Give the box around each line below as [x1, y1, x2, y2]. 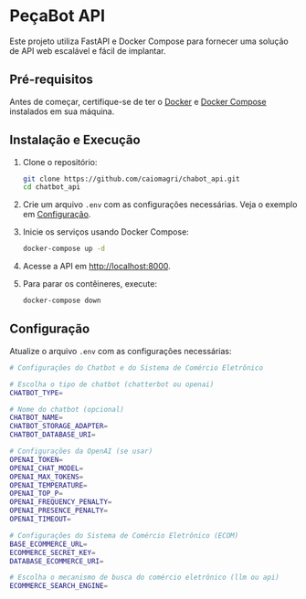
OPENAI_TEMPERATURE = [9, 480, 89, 489]
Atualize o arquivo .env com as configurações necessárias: [9, 345, 232, 356]
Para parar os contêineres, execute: [22, 278, 158, 289]
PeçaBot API [9, 5, 106, 26]
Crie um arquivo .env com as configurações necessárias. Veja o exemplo [22, 199, 298, 210]
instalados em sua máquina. [9, 106, 115, 117]
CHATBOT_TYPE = [9, 388, 64, 397]
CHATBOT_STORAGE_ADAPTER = [9, 422, 108, 431]
